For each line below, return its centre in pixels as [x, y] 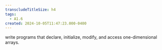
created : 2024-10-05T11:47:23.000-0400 [46, 23]
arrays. [12, 43]
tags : [11, 14]
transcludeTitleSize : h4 [30, 10]
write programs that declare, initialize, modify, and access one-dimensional [81, 37]
